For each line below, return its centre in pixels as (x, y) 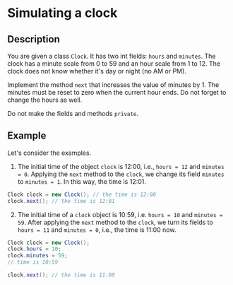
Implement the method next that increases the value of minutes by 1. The (113, 85)
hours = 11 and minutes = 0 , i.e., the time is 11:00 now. (97, 229)
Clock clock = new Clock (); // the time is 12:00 (82, 194)
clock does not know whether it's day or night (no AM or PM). (97, 71)
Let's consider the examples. (49, 153)
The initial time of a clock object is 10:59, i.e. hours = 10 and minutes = (120, 214)
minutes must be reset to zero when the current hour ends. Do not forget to (117, 92)
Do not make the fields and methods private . (73, 114)
